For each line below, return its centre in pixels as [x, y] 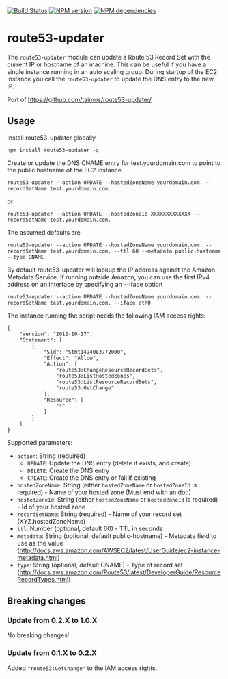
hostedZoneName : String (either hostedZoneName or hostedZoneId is [107, 485]
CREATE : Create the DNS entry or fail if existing [91, 477]
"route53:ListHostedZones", [96, 376]
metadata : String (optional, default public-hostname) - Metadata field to [117, 536]
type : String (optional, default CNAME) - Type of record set [100, 565]
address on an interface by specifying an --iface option [85, 284]
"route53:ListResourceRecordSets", [106, 382]
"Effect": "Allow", [71, 358]
